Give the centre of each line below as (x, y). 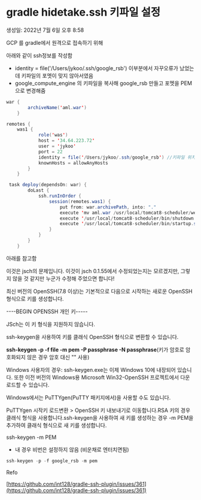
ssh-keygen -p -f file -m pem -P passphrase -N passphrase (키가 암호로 (95, 349)
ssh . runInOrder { (60, 196)
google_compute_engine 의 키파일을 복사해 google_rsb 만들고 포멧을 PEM (103, 83)
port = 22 (50, 151)
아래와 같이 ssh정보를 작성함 (39, 55)
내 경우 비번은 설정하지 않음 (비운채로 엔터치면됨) (72, 449)
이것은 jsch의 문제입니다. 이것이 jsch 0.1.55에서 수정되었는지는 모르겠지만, (93, 271)
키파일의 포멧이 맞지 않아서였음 (57, 75)
